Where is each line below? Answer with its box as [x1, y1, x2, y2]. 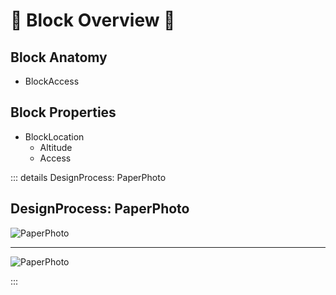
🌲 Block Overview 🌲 [10, 9, 176, 32]
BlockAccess [24, 75, 80, 87]
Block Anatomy [10, 49, 108, 66]
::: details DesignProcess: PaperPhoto [10, 171, 167, 183]
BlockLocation [24, 130, 85, 143]
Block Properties [10, 104, 117, 121]
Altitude [39, 141, 73, 153]
